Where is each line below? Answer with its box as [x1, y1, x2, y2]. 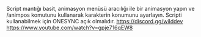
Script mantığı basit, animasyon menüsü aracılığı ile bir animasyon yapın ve [6, 5, 195, 12]
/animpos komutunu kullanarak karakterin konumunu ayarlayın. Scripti [6, 11, 182, 18]
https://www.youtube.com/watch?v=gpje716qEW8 [6, 24, 133, 31]
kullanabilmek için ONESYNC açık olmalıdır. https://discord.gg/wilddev [6, 18, 183, 24]
